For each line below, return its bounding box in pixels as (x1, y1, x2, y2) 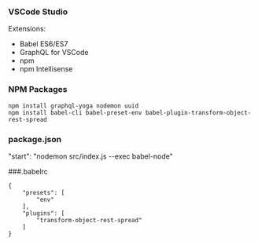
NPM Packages (8, 84, 68, 95)
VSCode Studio (8, 6, 68, 17)
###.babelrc (8, 166, 49, 176)
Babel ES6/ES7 (19, 39, 68, 49)
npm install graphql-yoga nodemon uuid (8, 101, 139, 110)
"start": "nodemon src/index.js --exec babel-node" (8, 152, 173, 161)
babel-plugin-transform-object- (145, 108, 252, 116)
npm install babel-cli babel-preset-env (8, 108, 143, 116)
